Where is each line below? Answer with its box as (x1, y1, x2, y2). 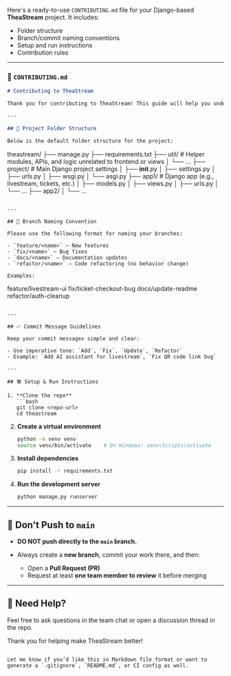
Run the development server (16, 480, 101, 489)
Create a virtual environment (16, 422, 102, 430)
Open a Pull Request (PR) (27, 564, 101, 572)
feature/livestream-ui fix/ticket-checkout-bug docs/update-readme (7, 284, 198, 292)
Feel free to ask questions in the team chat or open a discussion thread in (7, 616, 215, 624)
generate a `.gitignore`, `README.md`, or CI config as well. (7, 662, 189, 669)
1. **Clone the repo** (7, 392, 72, 399)
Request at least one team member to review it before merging (27, 571, 207, 580)
